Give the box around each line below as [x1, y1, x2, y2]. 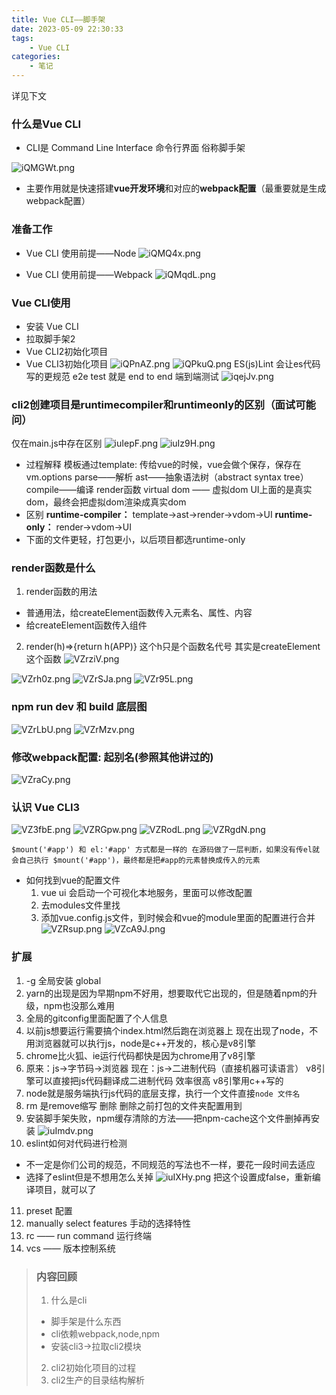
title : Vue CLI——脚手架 [11, 14, 106, 25]
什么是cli [50, 1294, 88, 1306]
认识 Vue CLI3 [11, 801, 81, 814]
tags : [11, 33, 34, 43]
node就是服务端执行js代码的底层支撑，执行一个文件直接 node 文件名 [25, 1087, 301, 1099]
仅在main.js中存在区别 [11, 437, 103, 450]
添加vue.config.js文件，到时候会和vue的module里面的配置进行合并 [40, 912, 316, 924]
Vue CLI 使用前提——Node [25, 247, 137, 259]
